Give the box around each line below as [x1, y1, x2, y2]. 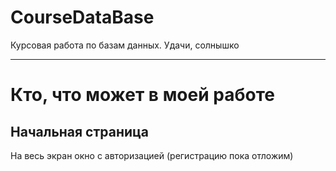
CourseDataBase [10, 6, 155, 29]
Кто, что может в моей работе [10, 84, 275, 106]
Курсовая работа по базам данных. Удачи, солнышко [10, 39, 240, 51]
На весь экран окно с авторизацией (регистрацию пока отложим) [10, 149, 294, 161]
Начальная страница [10, 123, 150, 140]
